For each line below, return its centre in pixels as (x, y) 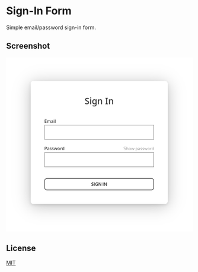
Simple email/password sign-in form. (51, 27)
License (21, 249)
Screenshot (28, 46)
